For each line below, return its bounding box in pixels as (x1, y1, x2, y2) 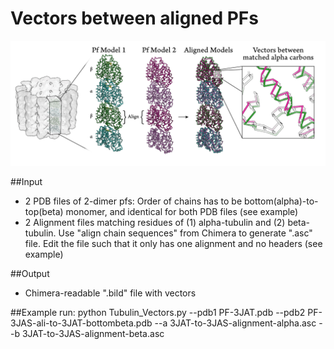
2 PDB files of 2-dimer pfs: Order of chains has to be (24, 195, 243, 207)
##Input (10, 175, 43, 187)
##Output (10, 267, 50, 279)
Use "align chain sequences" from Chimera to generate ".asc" (58, 227, 313, 239)
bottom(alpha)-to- (243, 195, 319, 207)
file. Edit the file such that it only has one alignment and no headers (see (24, 237, 323, 249)
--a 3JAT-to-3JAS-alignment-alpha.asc (154, 317, 317, 329)
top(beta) (24, 205, 64, 217)
